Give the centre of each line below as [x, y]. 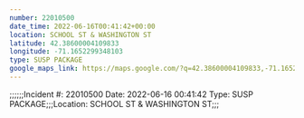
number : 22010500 [42, 18]
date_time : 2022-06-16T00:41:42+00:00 [82, 26]
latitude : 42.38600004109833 [64, 43]
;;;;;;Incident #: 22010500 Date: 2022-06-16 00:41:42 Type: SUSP [131, 94]
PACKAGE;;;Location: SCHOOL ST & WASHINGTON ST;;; [114, 103]
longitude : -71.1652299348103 [66, 52]
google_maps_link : [44, 69]
